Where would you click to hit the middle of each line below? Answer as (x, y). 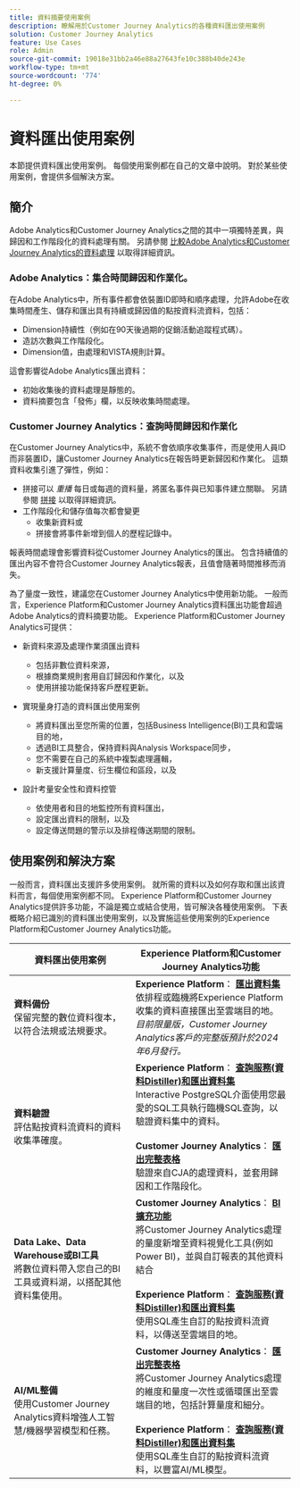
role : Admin (31, 51)
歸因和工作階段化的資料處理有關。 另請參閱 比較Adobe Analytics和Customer (150, 241)
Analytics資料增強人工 (60, 1417)
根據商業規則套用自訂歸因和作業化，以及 (110, 676)
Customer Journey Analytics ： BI (208, 1202)
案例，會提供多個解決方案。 (67, 176)
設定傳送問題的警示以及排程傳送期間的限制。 (118, 830)
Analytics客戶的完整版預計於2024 (207, 1037)
